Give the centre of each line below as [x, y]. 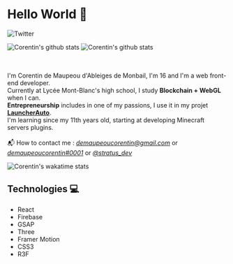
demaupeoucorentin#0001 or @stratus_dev [70, 152]
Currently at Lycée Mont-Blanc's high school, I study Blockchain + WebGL [114, 90]
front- [218, 75]
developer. [35, 82]
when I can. [24, 98]
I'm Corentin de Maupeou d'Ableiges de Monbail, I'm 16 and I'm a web [108, 75]
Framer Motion [39, 239]
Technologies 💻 [43, 189]
